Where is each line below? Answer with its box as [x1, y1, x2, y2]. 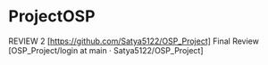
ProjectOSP [8, 6, 96, 27]
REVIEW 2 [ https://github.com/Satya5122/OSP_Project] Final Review [8, 36, 260, 46]
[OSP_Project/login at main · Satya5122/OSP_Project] [8, 45, 204, 55]
